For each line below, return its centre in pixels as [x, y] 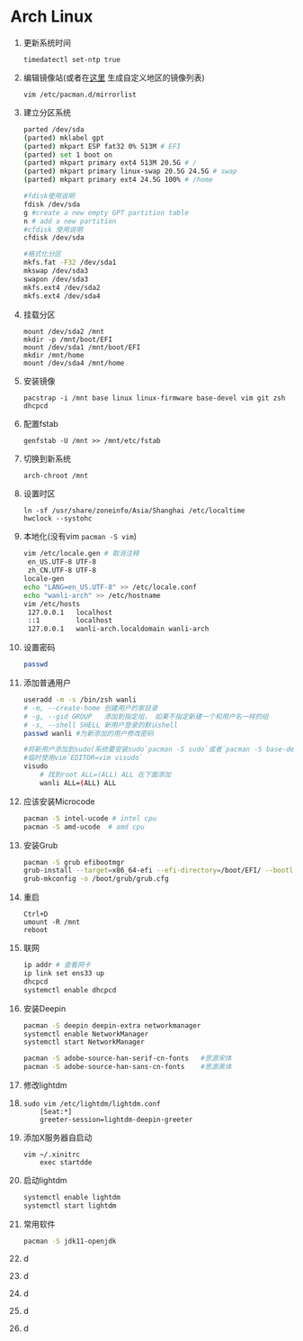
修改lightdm [45, 1085]
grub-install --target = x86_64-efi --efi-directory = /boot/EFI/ [142, 871]
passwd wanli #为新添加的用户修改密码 [88, 733]
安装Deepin [45, 1008]
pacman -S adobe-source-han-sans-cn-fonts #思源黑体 [127, 1067]
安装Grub [40, 845]
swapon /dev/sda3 [56, 279]
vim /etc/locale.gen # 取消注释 [81, 554]
